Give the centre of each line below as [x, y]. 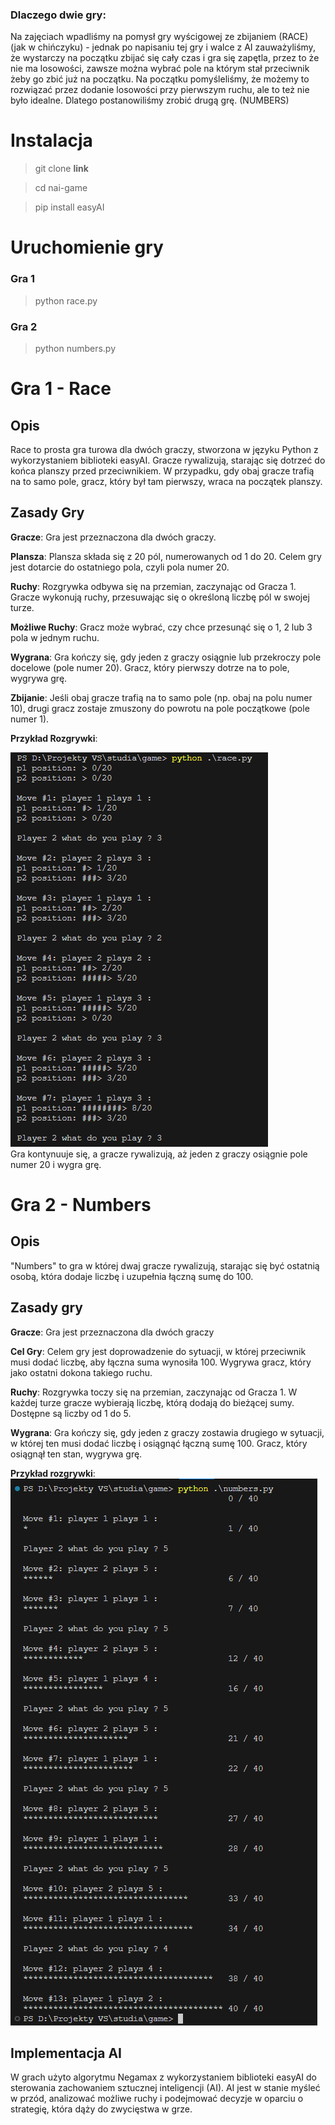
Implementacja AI [66, 2053]
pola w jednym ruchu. [55, 637]
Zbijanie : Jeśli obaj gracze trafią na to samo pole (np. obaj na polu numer [161, 697]
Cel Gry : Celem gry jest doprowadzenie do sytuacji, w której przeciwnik [158, 1351]
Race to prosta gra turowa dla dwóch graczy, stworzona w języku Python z [164, 450]
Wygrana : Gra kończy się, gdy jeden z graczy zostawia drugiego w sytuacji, [167, 1432]
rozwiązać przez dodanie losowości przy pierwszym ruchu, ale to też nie [160, 90]
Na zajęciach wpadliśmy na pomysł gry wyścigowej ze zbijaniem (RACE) [159, 37]
